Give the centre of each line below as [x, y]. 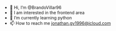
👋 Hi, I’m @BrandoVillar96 [36, 8]
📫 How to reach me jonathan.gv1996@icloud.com [60, 23]
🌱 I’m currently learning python [41, 18]
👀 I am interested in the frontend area [47, 13]
